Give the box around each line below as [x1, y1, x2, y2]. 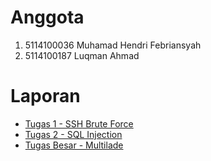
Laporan [10, 85, 81, 108]
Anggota [10, 6, 85, 29]
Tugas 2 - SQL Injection [24, 128, 123, 140]
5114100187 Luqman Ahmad [24, 49, 140, 61]
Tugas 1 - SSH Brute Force [24, 117, 134, 130]
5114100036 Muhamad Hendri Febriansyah [24, 39, 202, 51]
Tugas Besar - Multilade [24, 139, 124, 151]
